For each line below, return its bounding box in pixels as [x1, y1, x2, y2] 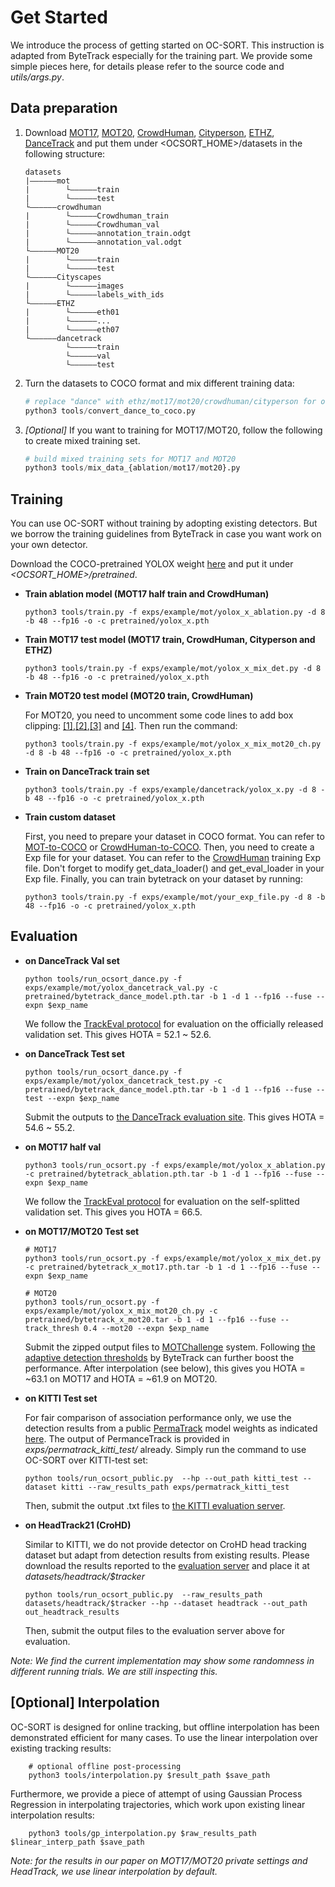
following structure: [24, 147, 106, 160]
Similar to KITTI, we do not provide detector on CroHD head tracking [24, 1538, 307, 1550]
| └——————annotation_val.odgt [24, 237, 183, 247]
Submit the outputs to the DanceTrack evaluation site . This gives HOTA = [24, 1111, 325, 1123]
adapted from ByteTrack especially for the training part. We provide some [10, 49, 313, 61]
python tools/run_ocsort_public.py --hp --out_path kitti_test [24, 1473, 299, 1483]
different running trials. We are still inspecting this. [10, 1665, 218, 1677]
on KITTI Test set [24, 1392, 98, 1404]
